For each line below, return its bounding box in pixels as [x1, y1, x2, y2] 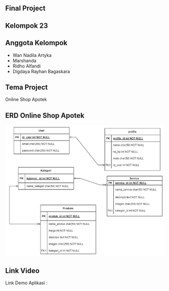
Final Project [5, 4, 46, 13]
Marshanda [12, 57, 36, 63]
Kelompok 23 [5, 21, 48, 30]
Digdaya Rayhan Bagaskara [12, 68, 70, 74]
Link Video [5, 266, 39, 275]
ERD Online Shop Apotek [5, 111, 85, 120]
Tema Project [5, 83, 48, 91]
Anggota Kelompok [5, 39, 67, 47]
